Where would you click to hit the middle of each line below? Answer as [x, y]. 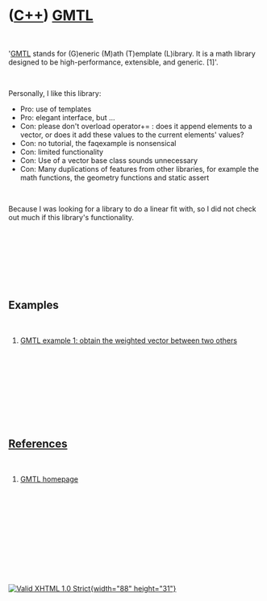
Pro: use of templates [56, 109]
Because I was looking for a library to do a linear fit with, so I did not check [132, 209]
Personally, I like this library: [55, 93]
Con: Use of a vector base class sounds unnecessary [109, 160]
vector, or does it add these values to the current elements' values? [132, 135]
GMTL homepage [49, 479]
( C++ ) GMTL [51, 16]
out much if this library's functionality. [71, 217]
